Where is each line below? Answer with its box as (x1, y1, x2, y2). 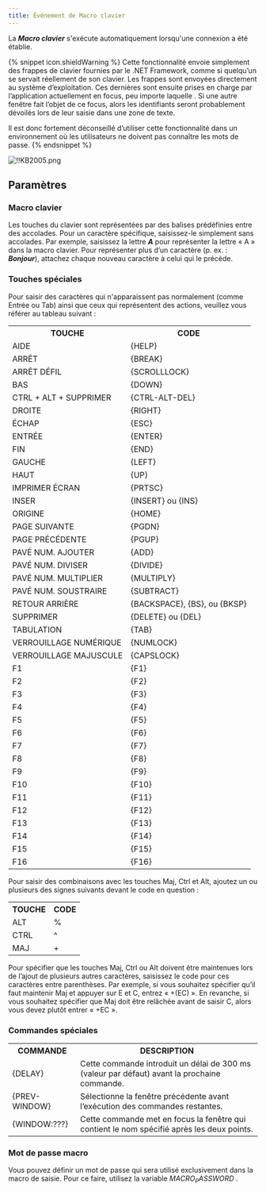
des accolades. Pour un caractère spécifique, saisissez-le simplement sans (8, 229, 254, 238)
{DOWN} (130, 378, 163, 390)
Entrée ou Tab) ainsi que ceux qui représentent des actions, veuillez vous (8, 300, 247, 309)
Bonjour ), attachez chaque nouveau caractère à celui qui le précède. (8, 254, 234, 263)
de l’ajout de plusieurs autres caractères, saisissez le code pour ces (8, 971, 230, 981)
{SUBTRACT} (130, 585, 180, 596)
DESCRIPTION (139, 1045, 194, 1056)
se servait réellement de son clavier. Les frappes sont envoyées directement (8, 74, 257, 83)
